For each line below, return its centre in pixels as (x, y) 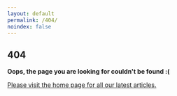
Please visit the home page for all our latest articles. (82, 85)
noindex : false (29, 26)
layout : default (31, 14)
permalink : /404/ (33, 20)
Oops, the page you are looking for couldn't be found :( (88, 72)
